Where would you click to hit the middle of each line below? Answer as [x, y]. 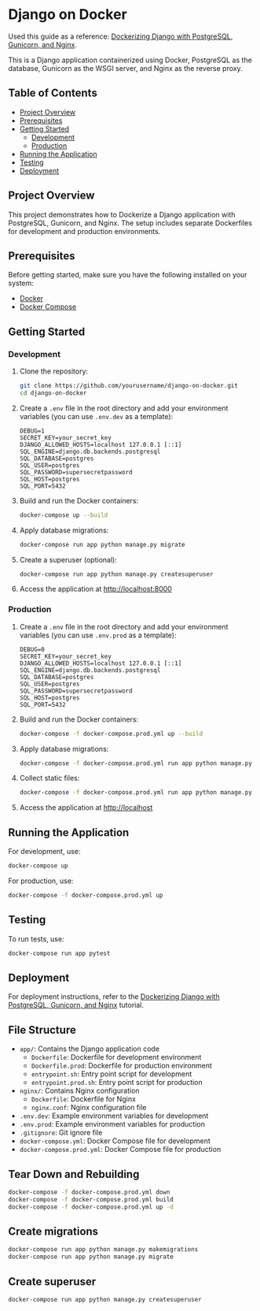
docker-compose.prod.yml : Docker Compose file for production [120, 1149]
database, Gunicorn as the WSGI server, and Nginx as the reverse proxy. [125, 68]
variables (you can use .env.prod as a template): [98, 635]
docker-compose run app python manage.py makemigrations [103, 1250]
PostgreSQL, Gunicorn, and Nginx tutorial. [76, 1005]
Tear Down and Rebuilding [74, 1174]
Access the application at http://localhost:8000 [96, 589]
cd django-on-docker [53, 393]
